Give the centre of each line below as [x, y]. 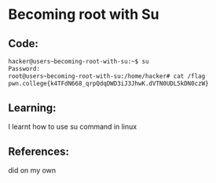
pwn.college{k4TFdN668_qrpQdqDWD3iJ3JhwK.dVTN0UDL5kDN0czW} [109, 83]
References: [38, 151]
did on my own [32, 170]
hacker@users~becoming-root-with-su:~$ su [79, 61]
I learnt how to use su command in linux [73, 126]
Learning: [32, 108]
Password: [24, 68]
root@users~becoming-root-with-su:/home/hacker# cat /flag [107, 76]
